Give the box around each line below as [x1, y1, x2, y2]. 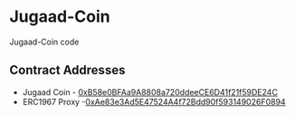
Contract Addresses [9, 63, 126, 78]
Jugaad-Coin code [9, 36, 80, 47]
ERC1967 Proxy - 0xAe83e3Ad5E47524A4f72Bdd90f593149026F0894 [22, 96, 287, 107]
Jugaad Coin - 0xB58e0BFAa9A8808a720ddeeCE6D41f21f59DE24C [22, 86, 279, 97]
